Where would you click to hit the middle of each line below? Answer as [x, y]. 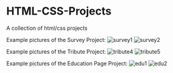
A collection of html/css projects [47, 28]
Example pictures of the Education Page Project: [67, 63]
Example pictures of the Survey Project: [56, 40]
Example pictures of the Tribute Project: [56, 51]
